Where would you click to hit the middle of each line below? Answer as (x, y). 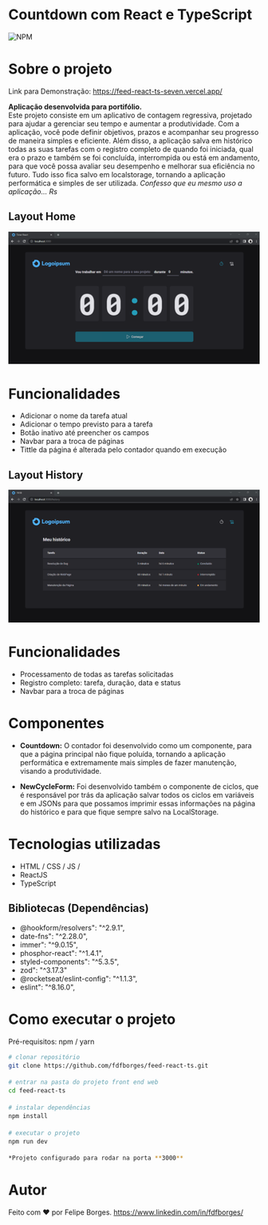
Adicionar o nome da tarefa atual (73, 416)
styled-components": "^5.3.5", (69, 961)
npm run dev (28, 1141)
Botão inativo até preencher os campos (85, 433)
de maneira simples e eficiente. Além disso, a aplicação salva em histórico (130, 141)
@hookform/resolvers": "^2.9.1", (72, 927)
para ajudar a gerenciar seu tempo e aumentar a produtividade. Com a (124, 123)
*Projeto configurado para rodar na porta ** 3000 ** (96, 1158)
